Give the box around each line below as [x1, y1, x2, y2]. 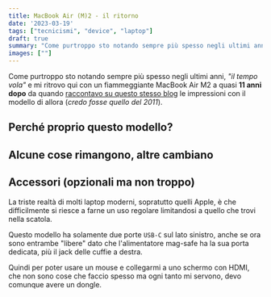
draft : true [8, 34, 48, 43]
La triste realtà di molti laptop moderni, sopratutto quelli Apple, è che [8, 197, 236, 207]
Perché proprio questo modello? [8, 120, 173, 134]
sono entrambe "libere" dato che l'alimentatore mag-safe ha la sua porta [8, 238, 249, 248]
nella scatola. [8, 214, 52, 224]
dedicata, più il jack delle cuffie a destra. [8, 247, 143, 257]
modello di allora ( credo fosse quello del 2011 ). [8, 98, 163, 107]
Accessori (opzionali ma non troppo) [8, 175, 195, 190]
